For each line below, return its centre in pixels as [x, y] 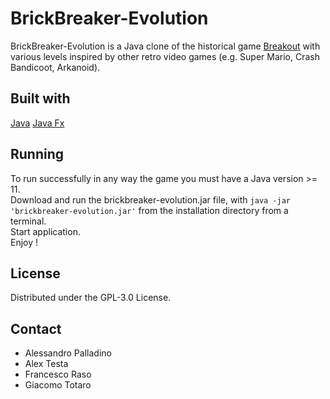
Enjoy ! [24, 242]
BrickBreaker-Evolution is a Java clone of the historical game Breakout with [165, 46]
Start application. [45, 231]
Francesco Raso [58, 374]
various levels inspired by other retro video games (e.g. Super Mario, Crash [165, 56]
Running [37, 154]
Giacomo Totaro [58, 385]
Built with [40, 98]
